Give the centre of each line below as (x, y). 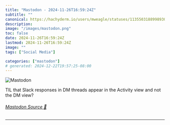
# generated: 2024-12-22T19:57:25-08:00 (49, 66)
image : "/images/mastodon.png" (38, 29)
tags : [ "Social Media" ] (30, 52)
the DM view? (19, 95)
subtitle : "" (19, 15)
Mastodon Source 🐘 (26, 107)
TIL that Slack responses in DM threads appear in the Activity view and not (83, 90)
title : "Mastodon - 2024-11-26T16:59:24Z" (51, 10)
